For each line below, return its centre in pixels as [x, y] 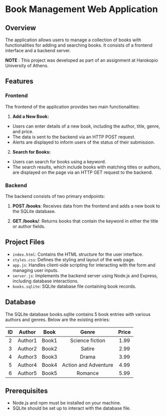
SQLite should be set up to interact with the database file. [71, 408]
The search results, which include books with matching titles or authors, [86, 167]
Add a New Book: [30, 116]
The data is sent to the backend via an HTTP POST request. [74, 137]
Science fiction [87, 340]
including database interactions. [45, 281]
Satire [88, 349]
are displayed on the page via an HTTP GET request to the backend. [83, 172]
